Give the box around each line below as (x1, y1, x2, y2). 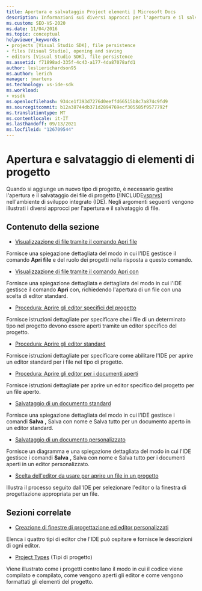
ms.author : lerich (6, 71, 52, 77)
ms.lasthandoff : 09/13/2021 (6, 121, 77, 127)
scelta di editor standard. (6, 292, 68, 299)
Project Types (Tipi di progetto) (14, 553, 93, 561)
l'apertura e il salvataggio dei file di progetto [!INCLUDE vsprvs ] (6, 191, 162, 199)
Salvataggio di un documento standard (14, 399, 111, 407)
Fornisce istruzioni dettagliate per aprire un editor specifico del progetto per (6, 381, 194, 389)
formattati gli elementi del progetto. (6, 578, 94, 585)
